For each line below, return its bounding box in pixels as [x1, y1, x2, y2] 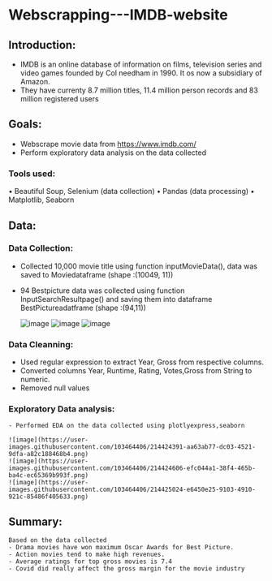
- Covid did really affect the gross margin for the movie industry [8, 565, 245, 573]
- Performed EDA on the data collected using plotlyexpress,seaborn [8, 422, 245, 430]
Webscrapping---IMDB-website [8, 6, 229, 24]
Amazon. [19, 77, 50, 86]
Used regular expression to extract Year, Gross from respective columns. [19, 357, 264, 367]
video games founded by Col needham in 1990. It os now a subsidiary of [19, 68, 262, 78]
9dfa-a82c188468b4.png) [8, 450, 89, 458]
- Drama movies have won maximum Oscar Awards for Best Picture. [8, 544, 234, 552]
